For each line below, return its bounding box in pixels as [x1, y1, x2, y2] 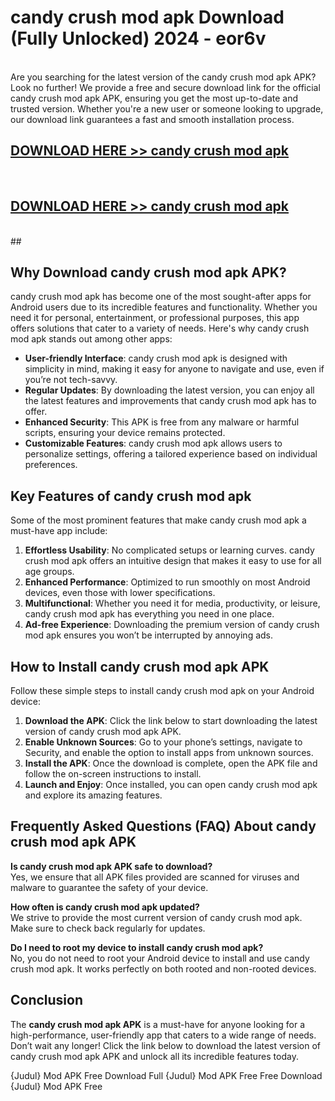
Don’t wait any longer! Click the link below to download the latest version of [10, 1039, 322, 1051]
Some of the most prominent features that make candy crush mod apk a [10, 514, 307, 526]
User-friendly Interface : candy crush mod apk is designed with [24, 352, 288, 365]
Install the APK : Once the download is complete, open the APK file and [24, 757, 318, 769]
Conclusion [10, 992, 84, 1009]
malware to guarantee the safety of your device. [10, 881, 209, 893]
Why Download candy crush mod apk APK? [10, 264, 287, 281]
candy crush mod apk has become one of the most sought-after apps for [10, 291, 312, 303]
